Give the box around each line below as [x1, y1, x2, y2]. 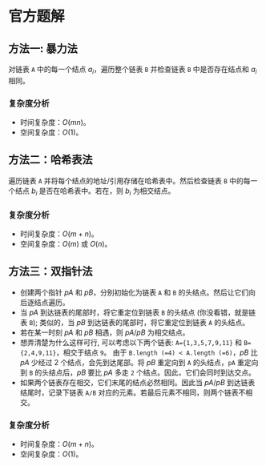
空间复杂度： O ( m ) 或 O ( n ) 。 [19, 239, 112, 248]
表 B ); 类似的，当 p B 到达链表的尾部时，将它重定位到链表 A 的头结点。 [19, 317, 250, 327]
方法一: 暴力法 [8, 42, 78, 55]
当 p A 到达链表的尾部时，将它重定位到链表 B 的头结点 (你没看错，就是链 [19, 307, 256, 317]
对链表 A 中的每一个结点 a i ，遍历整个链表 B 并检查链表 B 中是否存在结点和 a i [8, 65, 257, 76]
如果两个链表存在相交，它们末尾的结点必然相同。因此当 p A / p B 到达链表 [19, 377, 256, 387]
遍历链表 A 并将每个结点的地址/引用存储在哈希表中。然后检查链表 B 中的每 [8, 175, 251, 185]
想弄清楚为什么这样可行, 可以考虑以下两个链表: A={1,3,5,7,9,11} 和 [19, 337, 243, 347]
